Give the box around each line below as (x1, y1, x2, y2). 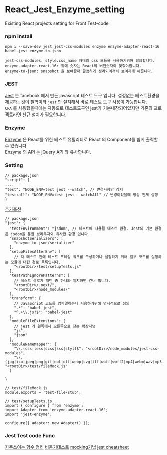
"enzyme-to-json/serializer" (14, 240, 75, 246)
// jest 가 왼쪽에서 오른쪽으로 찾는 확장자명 (14, 324, 96, 329)
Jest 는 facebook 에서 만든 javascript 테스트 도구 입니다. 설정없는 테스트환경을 (5, 92, 160, 98)
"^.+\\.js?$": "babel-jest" (14, 310, 72, 315)
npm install (5, 33, 33, 40)
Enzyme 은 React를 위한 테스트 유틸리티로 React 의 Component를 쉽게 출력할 (5, 136, 158, 142)
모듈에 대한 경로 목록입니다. (10, 260, 61, 265)
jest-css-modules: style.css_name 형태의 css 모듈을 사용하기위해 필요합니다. (5, 58, 155, 63)
